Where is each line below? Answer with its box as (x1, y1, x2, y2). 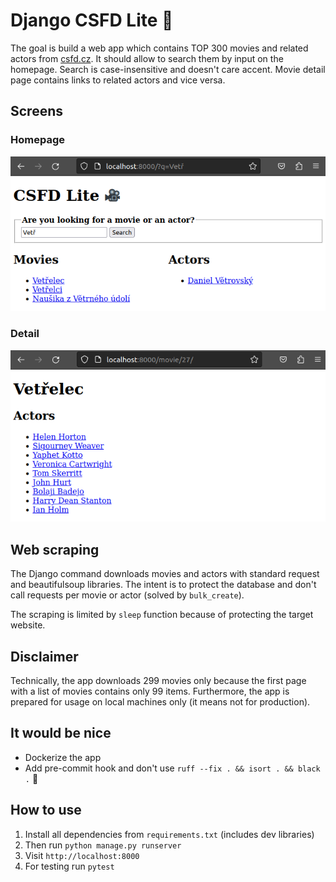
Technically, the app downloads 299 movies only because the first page (10, 675, 307, 687)
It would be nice (10, 725, 112, 742)
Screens (10, 103, 63, 120)
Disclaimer (10, 648, 79, 665)
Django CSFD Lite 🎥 (10, 9, 174, 32)
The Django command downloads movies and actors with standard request (10, 568, 320, 580)
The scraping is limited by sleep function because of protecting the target (10, 609, 314, 621)
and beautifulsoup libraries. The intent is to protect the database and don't (10, 579, 317, 591)
